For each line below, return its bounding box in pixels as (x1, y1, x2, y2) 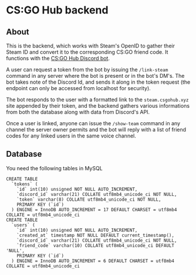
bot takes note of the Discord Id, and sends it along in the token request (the (6, 78, 191, 85)
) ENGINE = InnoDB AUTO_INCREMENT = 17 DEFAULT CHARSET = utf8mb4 (11, 207, 177, 212)
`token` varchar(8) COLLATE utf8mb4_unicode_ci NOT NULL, (16, 197, 161, 202)
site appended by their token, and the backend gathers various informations (6, 102, 190, 109)
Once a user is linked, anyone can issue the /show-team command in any (6, 120, 181, 126)
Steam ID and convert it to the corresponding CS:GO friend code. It (6, 49, 168, 56)
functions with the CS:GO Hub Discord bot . (6, 55, 110, 61)
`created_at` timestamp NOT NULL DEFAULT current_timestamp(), (16, 232, 175, 238)
